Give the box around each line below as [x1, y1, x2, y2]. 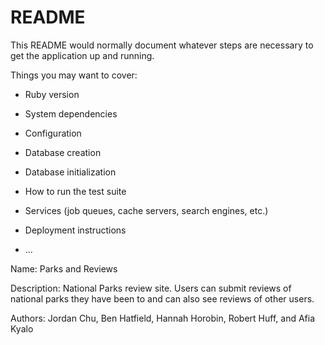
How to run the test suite [24, 185, 127, 197]
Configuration [24, 127, 82, 139]
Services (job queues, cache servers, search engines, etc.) [24, 204, 269, 216]
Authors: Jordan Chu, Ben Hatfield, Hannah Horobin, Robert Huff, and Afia [10, 312, 316, 324]
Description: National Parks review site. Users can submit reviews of [10, 282, 292, 294]
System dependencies [24, 107, 118, 120]
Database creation [24, 146, 102, 158]
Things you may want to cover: [10, 69, 138, 81]
